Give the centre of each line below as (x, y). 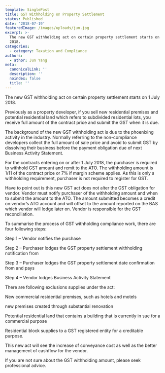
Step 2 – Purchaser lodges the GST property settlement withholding (74, 248)
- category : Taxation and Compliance (48, 51)
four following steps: (26, 229)
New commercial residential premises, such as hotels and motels (71, 297)
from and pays (20, 268)
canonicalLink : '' (29, 70)
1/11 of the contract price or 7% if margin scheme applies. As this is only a (80, 173)
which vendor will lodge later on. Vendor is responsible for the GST (73, 209)
